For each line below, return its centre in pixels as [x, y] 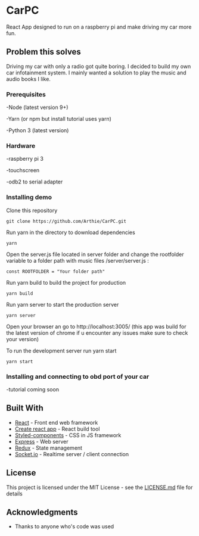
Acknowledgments [42, 512]
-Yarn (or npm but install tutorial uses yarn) [59, 119]
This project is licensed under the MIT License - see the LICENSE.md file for [99, 487]
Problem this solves [44, 52]
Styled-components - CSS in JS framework [68, 435]
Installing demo [29, 197]
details [14, 493]
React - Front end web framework [56, 422]
